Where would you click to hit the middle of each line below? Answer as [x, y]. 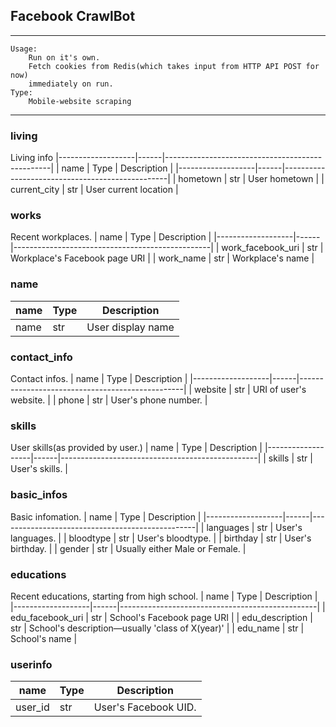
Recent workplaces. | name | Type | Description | [111, 237]
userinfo [31, 664]
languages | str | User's [254, 527]
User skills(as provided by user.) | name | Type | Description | [136, 448]
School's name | [44, 638]
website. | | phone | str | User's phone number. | [109, 400]
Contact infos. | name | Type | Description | [99, 378]
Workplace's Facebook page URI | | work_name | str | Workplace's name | [162, 258]
